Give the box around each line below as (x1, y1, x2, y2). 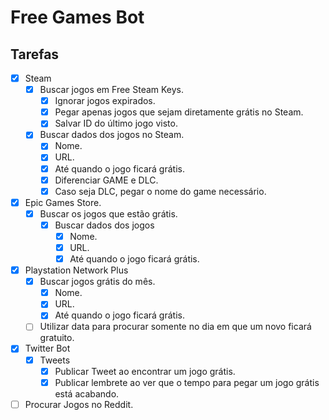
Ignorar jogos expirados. (54, 95, 156, 107)
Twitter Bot (24, 342, 71, 355)
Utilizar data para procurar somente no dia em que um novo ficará (39, 321, 312, 333)
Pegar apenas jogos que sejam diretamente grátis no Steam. (54, 106, 304, 118)
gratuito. (39, 332, 75, 344)
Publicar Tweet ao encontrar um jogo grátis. (54, 365, 236, 377)
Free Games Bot (10, 6, 145, 29)
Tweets (39, 354, 71, 366)
